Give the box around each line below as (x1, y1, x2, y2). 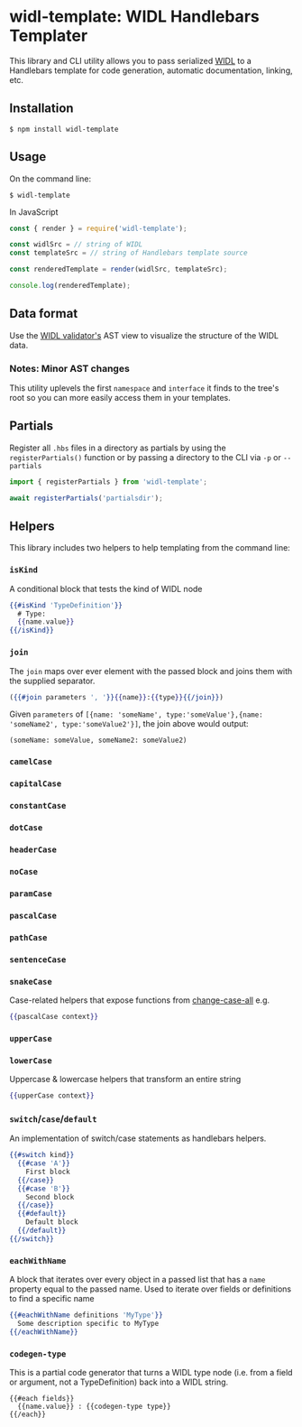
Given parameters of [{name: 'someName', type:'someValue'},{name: (9, 709, 263, 719)
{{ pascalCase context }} (9, 1012, 99, 1021)
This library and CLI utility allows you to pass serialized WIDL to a (9, 55, 252, 66)
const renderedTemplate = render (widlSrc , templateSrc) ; (9, 264, 228, 274)
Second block (25, 1192, 75, 1201)
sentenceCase (9, 954, 67, 965)
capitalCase (9, 779, 62, 789)
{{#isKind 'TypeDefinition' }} (9, 600, 124, 610)
